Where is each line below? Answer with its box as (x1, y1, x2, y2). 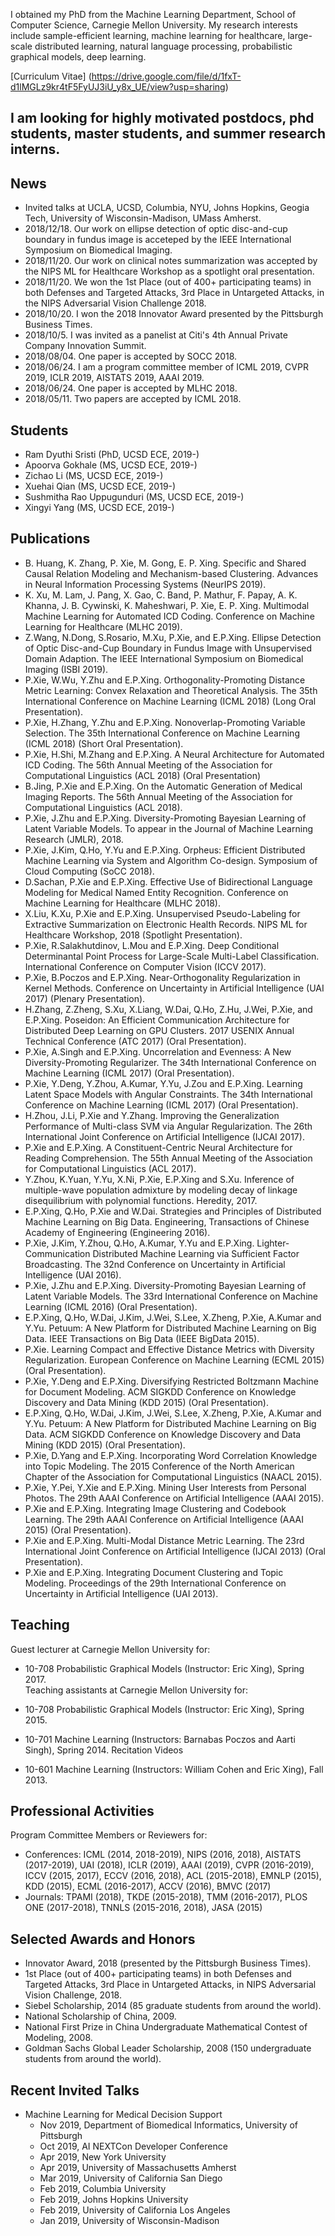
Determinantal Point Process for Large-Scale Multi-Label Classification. (24, 950, 320, 962)
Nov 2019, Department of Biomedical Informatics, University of (39, 2119, 298, 2131)
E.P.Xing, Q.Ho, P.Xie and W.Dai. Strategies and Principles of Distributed (24, 1205, 322, 1217)
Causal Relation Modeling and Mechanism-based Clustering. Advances (24, 567, 319, 579)
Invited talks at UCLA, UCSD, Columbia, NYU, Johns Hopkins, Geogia (24, 202, 310, 214)
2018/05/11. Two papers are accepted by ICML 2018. (24, 393, 242, 405)
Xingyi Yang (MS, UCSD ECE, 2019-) (24, 502, 175, 514)
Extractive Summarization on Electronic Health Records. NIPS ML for (24, 918, 308, 930)
